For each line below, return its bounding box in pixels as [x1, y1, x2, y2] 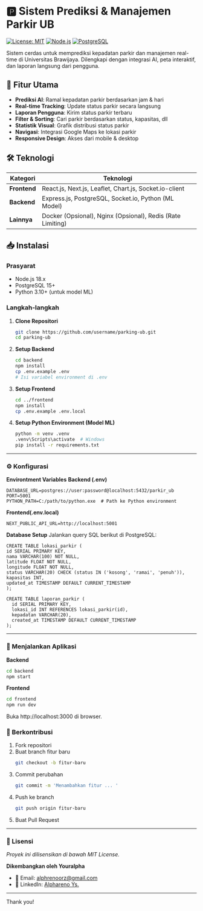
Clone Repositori [14, 317, 59, 324]
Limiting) [42, 219, 67, 227]
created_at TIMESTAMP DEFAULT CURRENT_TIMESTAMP [11, 617, 137, 624]
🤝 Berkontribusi [6, 728, 53, 736]
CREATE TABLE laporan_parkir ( [6, 596, 85, 602]
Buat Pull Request [14, 816, 59, 824]
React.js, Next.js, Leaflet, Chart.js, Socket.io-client [42, 184, 185, 192]
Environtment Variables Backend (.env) [6, 476, 108, 483]
